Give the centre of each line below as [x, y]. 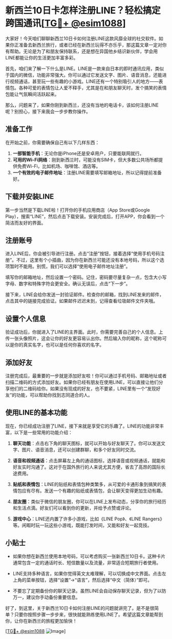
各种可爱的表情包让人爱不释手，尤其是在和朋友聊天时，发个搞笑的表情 [93, 88]
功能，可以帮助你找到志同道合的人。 [55, 395]
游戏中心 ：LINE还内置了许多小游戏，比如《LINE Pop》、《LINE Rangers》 [89, 519]
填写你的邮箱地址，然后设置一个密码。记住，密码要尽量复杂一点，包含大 [81, 278]
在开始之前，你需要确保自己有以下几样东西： [52, 142]
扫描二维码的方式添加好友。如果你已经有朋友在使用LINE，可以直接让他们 [82, 382]
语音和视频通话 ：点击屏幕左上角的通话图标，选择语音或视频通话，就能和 [89, 460]
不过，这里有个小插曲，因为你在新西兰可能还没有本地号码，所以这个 [88, 260]
